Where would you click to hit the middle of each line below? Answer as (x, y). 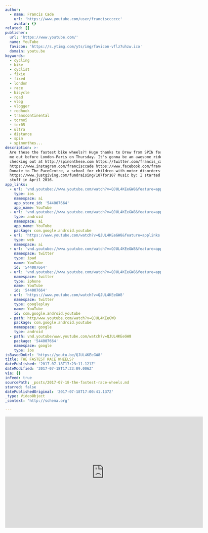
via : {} (13, 373)
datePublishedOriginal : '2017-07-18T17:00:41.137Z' (59, 391)
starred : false (21, 387)
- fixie (18, 74)
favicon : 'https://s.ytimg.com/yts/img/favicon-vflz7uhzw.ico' (76, 47)
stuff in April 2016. (32, 180)
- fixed (18, 79)
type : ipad (25, 258)
